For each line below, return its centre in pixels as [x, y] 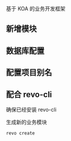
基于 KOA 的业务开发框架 [36, 9]
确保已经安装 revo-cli [31, 109]
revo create [20, 133]
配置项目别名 [29, 73]
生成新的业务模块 [26, 122]
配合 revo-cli [29, 94]
